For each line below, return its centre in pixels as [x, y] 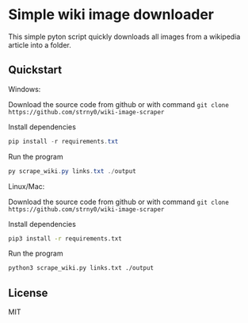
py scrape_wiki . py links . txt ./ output [72, 171]
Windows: [25, 89]
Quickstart [35, 70]
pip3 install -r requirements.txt [65, 238]
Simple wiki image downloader [111, 15]
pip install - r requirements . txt [63, 141]
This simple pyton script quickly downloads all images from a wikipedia [124, 37]
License [28, 292]
